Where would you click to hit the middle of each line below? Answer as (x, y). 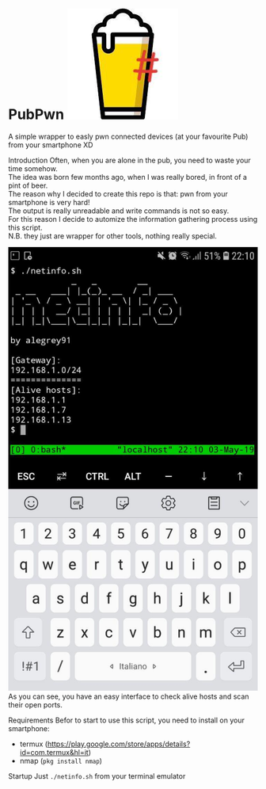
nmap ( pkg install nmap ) (61, 760)
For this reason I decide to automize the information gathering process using (133, 219)
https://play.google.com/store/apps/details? (119, 744)
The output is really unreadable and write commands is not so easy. (119, 211)
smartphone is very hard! (49, 202)
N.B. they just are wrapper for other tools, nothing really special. (113, 236)
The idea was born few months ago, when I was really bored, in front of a (128, 177)
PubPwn (36, 114)
